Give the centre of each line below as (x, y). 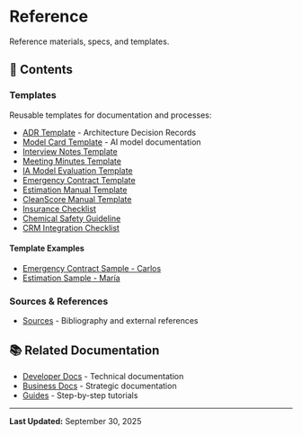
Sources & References (59, 301)
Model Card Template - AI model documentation (111, 142)
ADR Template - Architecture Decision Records (109, 132)
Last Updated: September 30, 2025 (75, 421)
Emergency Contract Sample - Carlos (92, 268)
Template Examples (47, 248)
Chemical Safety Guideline (71, 218)
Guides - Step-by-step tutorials (80, 395)
